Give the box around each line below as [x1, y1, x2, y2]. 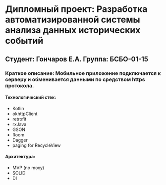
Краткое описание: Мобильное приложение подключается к [5, 69, 161, 76]
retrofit [12, 116, 27, 122]
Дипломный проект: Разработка [5, 3, 148, 15]
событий [5, 35, 44, 47]
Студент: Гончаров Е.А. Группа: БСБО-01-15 [5, 55, 149, 63]
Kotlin [12, 105, 24, 111]
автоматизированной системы [5, 14, 140, 25]
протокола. [5, 82, 34, 89]
